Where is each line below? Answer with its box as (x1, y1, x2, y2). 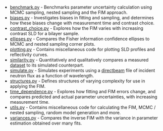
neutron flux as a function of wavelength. (9, 73, 94, 78)
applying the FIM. (9, 83, 46, 89)
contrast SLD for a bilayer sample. (9, 31, 79, 36)
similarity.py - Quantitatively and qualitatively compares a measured (9, 57, 149, 63)
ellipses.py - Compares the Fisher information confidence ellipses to (9, 36, 150, 42)
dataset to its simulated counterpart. (9, 62, 84, 68)
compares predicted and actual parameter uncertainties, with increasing (9, 94, 158, 100)
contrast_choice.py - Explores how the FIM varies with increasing (9, 25, 144, 31)
